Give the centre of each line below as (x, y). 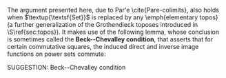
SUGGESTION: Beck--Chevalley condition (66, 67)
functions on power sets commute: (56, 54)
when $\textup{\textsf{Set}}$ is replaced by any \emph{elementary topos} (113, 17)
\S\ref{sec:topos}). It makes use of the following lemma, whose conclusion (113, 32)
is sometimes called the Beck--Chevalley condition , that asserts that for (110, 39)
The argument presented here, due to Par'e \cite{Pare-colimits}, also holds (113, 10)
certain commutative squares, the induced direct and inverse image (103, 47)
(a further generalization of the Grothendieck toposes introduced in (103, 25)
